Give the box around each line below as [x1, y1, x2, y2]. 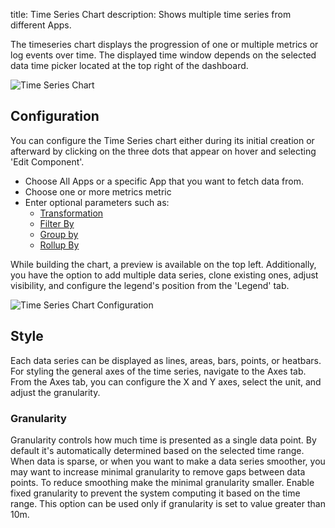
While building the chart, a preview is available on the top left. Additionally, [10, 258, 317, 270]
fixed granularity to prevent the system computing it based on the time [10, 487, 301, 499]
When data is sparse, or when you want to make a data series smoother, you [10, 455, 326, 467]
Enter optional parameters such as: [24, 196, 170, 208]
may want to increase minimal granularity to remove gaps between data [10, 465, 306, 478]
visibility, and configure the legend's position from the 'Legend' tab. [10, 279, 290, 291]
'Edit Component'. [10, 155, 85, 168]
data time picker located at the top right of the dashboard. [10, 60, 249, 71]
